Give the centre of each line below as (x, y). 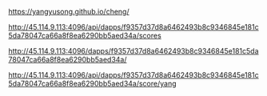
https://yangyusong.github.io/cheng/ (69, 12)
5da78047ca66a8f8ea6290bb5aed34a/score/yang (93, 84)
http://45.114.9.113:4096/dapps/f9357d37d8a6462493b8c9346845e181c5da (133, 51)
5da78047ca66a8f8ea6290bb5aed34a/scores (85, 36)
